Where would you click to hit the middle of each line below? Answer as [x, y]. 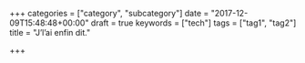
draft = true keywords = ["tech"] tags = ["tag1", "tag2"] [193, 23]
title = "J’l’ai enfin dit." [50, 32]
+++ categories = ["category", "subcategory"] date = [109, 13]
